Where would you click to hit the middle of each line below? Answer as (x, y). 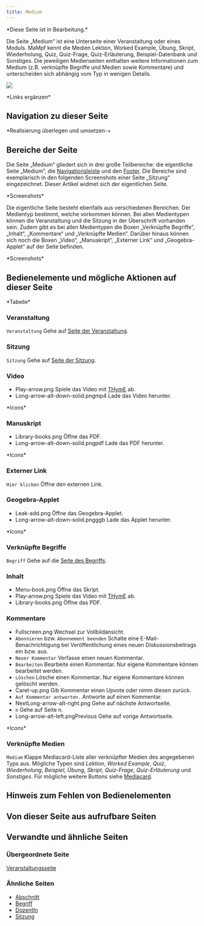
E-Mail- (149, 638)
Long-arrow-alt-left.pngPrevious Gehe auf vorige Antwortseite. (94, 716)
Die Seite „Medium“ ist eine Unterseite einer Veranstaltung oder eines (93, 41)
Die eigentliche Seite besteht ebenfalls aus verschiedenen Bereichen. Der (98, 208)
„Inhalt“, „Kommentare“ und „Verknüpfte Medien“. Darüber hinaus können (98, 234)
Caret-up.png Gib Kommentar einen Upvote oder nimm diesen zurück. (103, 690)
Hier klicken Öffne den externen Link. (55, 484)
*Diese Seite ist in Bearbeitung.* (47, 29)
